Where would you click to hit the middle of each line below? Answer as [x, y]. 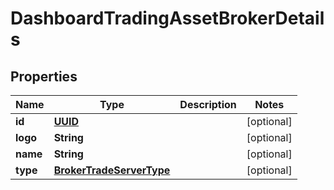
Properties [44, 76]
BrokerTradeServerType [112, 170]
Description [208, 104]
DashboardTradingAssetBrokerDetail [167, 18]
